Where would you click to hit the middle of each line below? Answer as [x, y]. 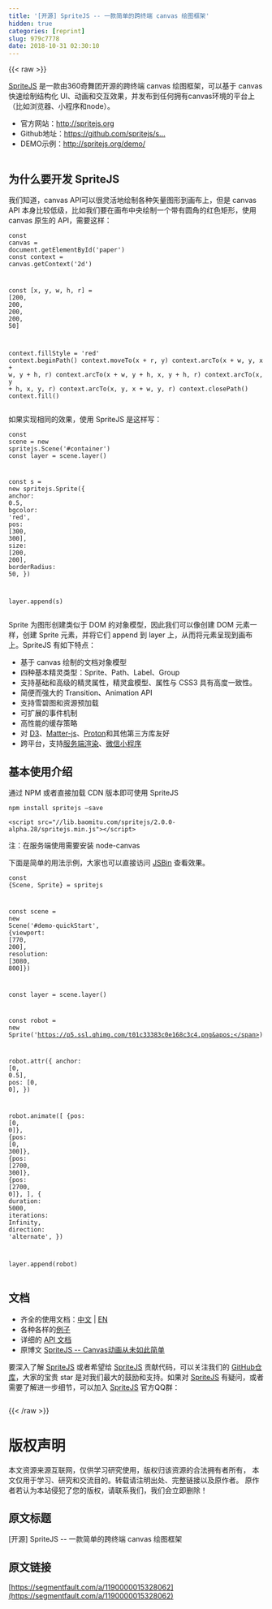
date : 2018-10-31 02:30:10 [54, 46]
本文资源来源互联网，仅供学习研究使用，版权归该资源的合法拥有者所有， [129, 1469]
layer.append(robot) [43, 1264]
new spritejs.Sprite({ [47, 489]
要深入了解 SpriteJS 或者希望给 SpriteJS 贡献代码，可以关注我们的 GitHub [132, 1367]
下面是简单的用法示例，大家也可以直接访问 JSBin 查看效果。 [109, 863]
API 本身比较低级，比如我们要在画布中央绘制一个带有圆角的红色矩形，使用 [133, 210]
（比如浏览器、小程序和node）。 [62, 106]
